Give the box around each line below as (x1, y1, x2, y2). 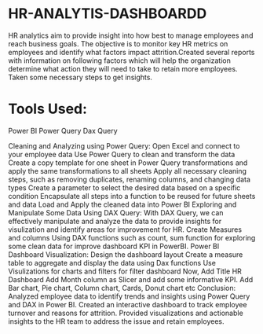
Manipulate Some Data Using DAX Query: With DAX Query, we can (8, 207, 224, 217)
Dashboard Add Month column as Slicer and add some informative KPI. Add (8, 274, 254, 284)
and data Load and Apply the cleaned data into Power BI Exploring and (8, 200, 237, 209)
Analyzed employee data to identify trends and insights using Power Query (8, 292, 250, 301)
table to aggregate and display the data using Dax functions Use (8, 258, 216, 267)
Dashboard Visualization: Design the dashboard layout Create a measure (8, 249, 243, 259)
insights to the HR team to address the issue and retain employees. (8, 316, 225, 326)
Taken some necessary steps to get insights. (8, 72, 153, 82)
